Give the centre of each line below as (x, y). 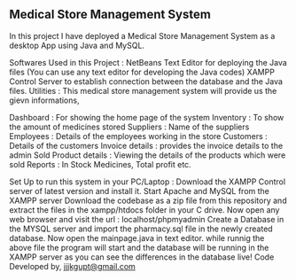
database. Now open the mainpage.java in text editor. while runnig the (137, 237)
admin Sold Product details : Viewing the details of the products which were (148, 155)
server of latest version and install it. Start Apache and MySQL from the (140, 191)
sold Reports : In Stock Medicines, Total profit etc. (101, 164)
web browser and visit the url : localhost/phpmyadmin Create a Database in (147, 219)
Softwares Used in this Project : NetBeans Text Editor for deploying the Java (148, 62)
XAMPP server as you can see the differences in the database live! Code (142, 257)
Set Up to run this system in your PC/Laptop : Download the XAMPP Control (148, 182)
